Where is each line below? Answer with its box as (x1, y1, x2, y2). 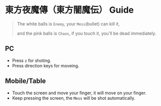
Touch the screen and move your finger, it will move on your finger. (12, 90, 147, 96)
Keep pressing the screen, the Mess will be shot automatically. (12, 95, 135, 101)
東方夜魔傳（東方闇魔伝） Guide (5, 4, 134, 16)
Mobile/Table (5, 77, 46, 85)
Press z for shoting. (12, 57, 52, 64)
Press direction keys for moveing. (12, 63, 79, 68)
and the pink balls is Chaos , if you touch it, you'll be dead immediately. (17, 30, 157, 36)
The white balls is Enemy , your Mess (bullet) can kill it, (17, 21, 120, 27)
